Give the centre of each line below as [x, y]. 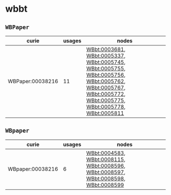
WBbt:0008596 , [106, 165]
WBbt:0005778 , [106, 107]
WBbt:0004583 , [106, 153]
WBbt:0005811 [105, 113]
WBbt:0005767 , [106, 88]
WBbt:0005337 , [106, 56]
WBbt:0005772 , [106, 94]
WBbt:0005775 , [106, 100]
